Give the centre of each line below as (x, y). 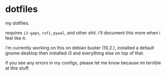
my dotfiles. (17, 23)
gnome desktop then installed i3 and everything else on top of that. (75, 53)
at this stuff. (18, 68)
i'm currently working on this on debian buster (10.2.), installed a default (80, 47)
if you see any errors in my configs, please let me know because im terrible (83, 62)
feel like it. (16, 38)
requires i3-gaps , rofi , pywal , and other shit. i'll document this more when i (83, 32)
